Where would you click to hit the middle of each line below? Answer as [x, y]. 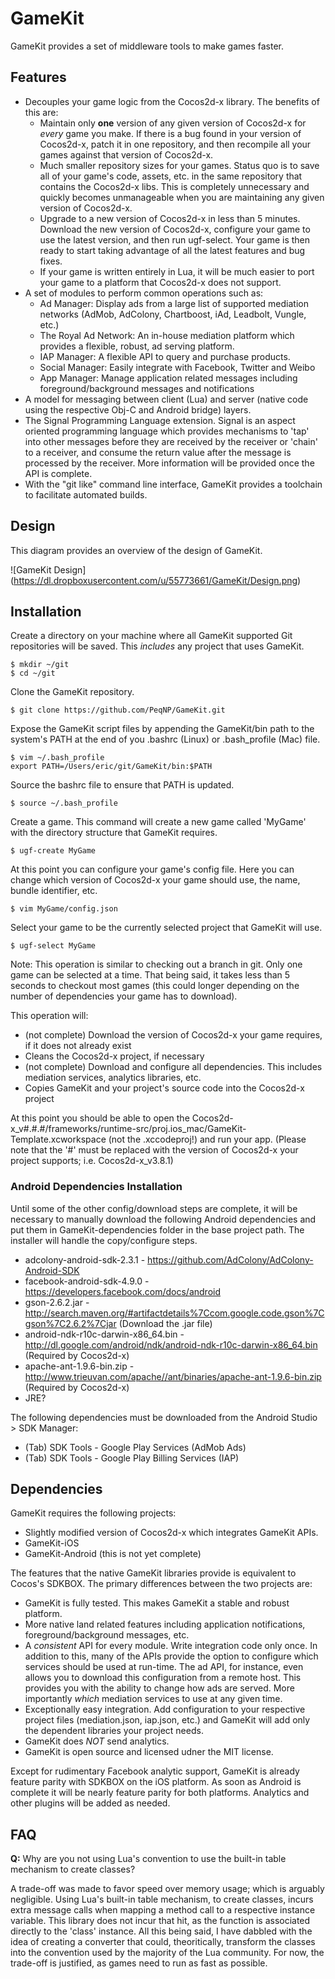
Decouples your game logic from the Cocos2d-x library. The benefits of [172, 101]
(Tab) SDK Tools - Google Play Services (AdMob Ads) [135, 1447]
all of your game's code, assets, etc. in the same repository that [171, 176]
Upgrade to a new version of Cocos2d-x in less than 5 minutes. [170, 218]
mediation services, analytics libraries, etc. [113, 1078]
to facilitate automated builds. [86, 494]
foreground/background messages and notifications [147, 388]
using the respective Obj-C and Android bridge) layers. [138, 409]
